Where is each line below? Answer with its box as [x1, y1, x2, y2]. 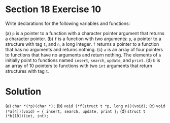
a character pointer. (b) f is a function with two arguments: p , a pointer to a [5, 36, 161, 42]
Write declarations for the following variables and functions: [5, 20, 130, 26]
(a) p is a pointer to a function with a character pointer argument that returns [5, 30, 165, 36]
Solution [5, 86, 42, 98]
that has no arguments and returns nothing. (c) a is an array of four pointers [5, 46, 163, 52]
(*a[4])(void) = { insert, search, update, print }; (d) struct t [5, 108, 146, 114]
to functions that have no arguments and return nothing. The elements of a [5, 52, 161, 58]
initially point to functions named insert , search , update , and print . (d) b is [5, 57, 160, 63]
